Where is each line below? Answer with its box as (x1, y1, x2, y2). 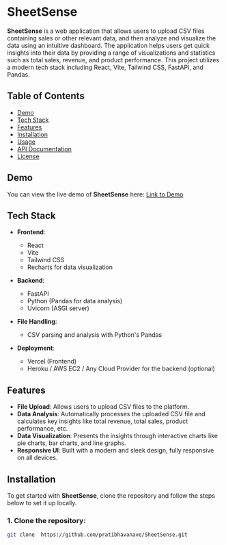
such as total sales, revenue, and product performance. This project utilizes (7, 55, 220, 64)
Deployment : (16, 344, 55, 353)
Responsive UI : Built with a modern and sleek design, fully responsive (16, 446, 214, 455)
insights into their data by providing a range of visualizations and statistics (7, 49, 216, 57)
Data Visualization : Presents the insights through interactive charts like (16, 432, 218, 440)
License (16, 152, 40, 160)
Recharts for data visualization (27, 263, 113, 271)
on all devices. (16, 453, 58, 462)
